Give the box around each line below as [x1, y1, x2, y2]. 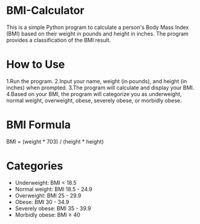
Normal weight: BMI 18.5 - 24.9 [15, 185, 92, 193]
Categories [6, 159, 63, 173]
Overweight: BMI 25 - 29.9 [15, 191, 82, 199]
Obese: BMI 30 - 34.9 [15, 198, 69, 205]
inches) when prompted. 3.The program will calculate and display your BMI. [6, 84, 195, 91]
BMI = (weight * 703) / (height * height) [6, 138, 104, 145]
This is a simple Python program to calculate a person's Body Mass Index [6, 24, 189, 31]
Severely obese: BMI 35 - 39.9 [15, 205, 91, 212]
